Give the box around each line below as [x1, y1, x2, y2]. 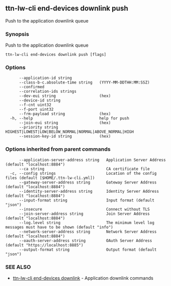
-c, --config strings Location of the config [10, 171, 157, 176]
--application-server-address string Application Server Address [18, 157, 166, 162]
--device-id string [18, 98, 60, 103]
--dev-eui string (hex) [18, 93, 111, 99]
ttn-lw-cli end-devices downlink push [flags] [5, 52, 106, 57]
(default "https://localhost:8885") [5, 242, 83, 248]
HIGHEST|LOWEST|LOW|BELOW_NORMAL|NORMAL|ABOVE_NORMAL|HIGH [5, 129, 134, 135]
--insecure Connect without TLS [18, 207, 150, 212]
